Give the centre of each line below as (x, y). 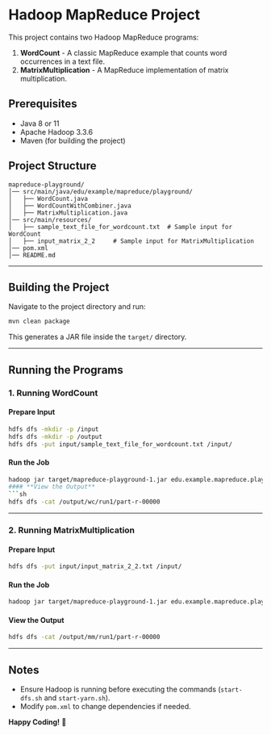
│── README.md (32, 255)
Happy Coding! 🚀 (38, 722)
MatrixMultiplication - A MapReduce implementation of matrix (124, 69)
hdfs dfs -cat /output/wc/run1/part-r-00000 (84, 502)
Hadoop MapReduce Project (104, 15)
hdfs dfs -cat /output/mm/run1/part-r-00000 (84, 637)
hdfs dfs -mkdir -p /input (54, 429)
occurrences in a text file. (63, 61)
